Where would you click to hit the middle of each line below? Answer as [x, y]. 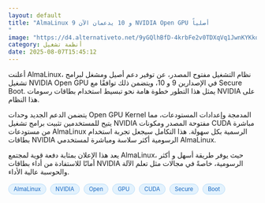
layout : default [35, 15]
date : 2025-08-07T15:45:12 [52, 52]
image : [19, 37]
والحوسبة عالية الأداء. [39, 172]
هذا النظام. [24, 100]
